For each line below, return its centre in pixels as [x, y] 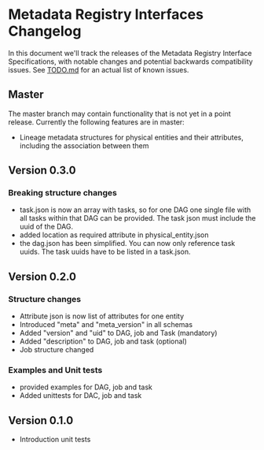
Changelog [45, 31]
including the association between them [84, 145]
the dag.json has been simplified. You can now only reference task [127, 244]
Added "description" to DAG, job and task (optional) [103, 341]
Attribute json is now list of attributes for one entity [102, 316]
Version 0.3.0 [42, 171]
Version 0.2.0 [42, 276]
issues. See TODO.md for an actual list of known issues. [99, 69]
